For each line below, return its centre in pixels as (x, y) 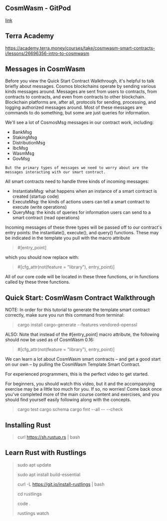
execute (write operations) (40, 207)
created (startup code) (36, 196)
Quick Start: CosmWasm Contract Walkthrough (80, 297)
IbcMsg (20, 148)
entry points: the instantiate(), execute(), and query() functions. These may (82, 233)
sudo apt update (34, 465)
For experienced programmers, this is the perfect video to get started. (77, 374)
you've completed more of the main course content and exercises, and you (82, 395)
